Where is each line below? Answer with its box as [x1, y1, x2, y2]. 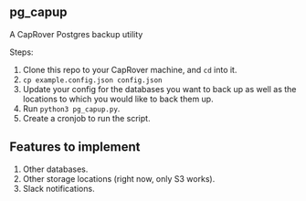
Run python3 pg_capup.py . [22, 102, 121, 114]
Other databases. [22, 164, 89, 175]
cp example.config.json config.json [22, 75, 163, 85]
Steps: [9, 47, 34, 58]
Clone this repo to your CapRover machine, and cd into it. [22, 64, 237, 75]
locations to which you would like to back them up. [22, 93, 214, 104]
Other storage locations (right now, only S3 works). [22, 173, 216, 184]
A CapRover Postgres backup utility [9, 28, 143, 39]
